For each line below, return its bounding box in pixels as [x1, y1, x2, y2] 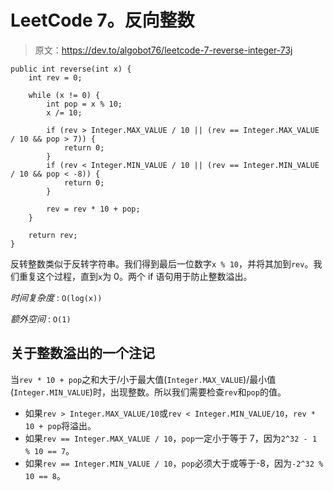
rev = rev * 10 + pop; [46, 204, 141, 214]
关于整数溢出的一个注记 [10, 345, 155, 362]
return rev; [28, 230, 78, 240]
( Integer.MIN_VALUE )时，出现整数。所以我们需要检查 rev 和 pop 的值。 [10, 386, 287, 398]
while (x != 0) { [28, 90, 101, 100]
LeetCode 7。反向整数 [10, 9, 195, 32]
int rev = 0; [28, 72, 83, 83]
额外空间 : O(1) [10, 312, 72, 325]
